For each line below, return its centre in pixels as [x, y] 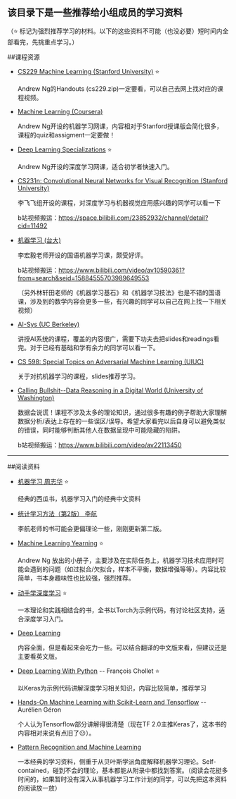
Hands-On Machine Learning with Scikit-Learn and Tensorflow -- [112, 702]
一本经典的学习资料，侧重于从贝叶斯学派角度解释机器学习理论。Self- [117, 761]
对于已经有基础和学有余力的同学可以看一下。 [94, 347]
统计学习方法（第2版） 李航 [57, 514]
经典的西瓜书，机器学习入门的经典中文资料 [79, 498]
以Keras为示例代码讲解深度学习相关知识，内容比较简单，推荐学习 [112, 688]
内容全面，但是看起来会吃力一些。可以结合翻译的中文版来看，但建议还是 [122, 648]
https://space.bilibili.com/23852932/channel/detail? [133, 218]
